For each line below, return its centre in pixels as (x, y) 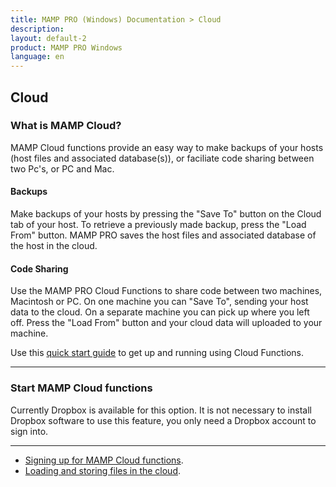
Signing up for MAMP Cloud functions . (104, 460)
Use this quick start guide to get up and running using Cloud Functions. (157, 353)
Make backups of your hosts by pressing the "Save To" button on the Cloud (166, 214)
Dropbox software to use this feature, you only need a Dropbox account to (163, 420)
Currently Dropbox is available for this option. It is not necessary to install (161, 410)
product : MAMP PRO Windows (66, 47)
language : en (37, 57)
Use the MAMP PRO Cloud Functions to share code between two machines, (166, 291)
